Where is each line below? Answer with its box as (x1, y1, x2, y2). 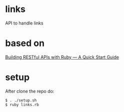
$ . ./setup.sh (5, 97, 37, 103)
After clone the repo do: (5, 88, 54, 94)
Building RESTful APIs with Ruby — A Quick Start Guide (5, 54, 119, 60)
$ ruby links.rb (5, 102, 39, 107)
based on (5, 37, 45, 49)
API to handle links (5, 20, 43, 26)
